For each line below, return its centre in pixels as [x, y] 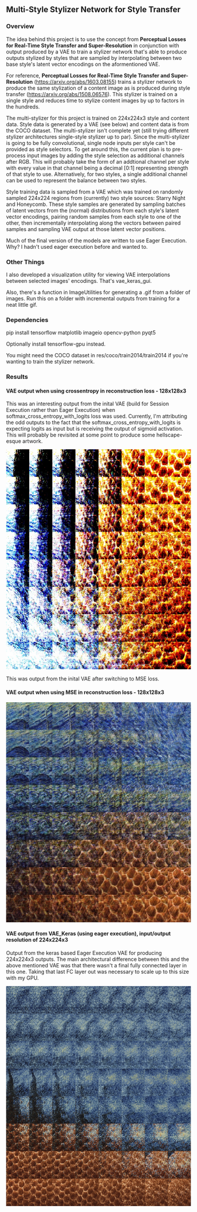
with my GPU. [23, 978]
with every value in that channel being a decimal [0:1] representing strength [97, 168]
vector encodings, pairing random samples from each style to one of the [94, 216]
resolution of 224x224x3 [37, 940]
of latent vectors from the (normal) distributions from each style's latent [93, 210]
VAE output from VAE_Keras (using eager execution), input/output [89, 934]
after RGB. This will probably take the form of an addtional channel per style [98, 161]
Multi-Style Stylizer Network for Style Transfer [93, 10]
